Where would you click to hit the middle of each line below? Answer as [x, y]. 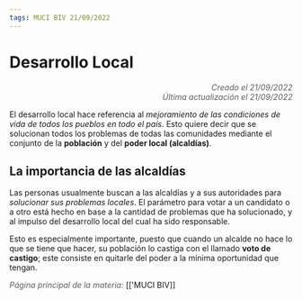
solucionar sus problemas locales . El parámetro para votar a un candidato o [150, 203]
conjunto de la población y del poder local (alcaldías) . [111, 143]
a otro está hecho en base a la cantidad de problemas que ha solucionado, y [151, 212]
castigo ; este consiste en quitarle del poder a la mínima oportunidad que [144, 258]
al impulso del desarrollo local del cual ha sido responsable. [120, 222]
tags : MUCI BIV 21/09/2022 [60, 18]
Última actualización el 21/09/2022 [227, 96]
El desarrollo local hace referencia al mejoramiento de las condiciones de [145, 114]
